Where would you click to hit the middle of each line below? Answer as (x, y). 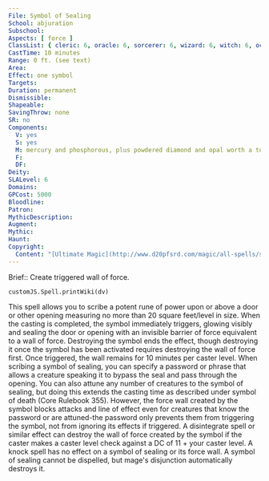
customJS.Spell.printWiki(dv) (59, 292)
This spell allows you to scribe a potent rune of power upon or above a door (133, 306)
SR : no (19, 120)
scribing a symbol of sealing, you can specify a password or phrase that (127, 366)
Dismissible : (30, 98)
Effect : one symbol (41, 75)
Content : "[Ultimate (50, 254)
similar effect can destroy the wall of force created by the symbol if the (125, 435)
